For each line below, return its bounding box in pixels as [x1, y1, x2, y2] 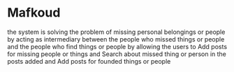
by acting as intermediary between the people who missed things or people [7, 35, 225, 43]
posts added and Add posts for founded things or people [7, 57, 171, 65]
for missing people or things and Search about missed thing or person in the [7, 50, 227, 58]
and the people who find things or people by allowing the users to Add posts [7, 42, 228, 51]
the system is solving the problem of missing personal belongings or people [7, 28, 226, 36]
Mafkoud [7, 5, 61, 21]
